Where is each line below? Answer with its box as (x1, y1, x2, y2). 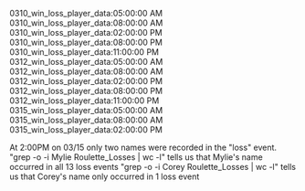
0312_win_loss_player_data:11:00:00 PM (9, 95, 160, 106)
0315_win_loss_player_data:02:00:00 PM (9, 124, 163, 135)
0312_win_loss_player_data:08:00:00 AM (9, 66, 163, 77)
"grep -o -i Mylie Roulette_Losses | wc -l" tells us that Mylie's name (9, 152, 263, 163)
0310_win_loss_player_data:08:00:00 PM (9, 37, 163, 48)
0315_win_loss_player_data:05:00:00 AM (9, 105, 163, 115)
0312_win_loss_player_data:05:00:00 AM (9, 57, 163, 67)
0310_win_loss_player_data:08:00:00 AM (9, 17, 163, 28)
